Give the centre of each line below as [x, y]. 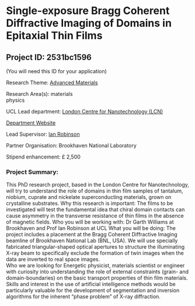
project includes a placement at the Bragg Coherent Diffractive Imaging [92, 235]
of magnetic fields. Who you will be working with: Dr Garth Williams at [90, 222]
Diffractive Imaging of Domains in [89, 23]
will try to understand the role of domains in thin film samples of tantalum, [95, 191]
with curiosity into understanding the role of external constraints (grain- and [97, 272]
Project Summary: [32, 172]
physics [15, 100]
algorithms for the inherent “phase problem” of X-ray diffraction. [83, 297]
